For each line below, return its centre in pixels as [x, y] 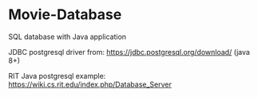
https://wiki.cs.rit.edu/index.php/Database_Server [90, 84]
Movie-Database [65, 15]
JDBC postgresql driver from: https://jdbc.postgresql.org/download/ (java [129, 52]
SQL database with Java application [67, 37]
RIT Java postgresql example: [57, 76]
